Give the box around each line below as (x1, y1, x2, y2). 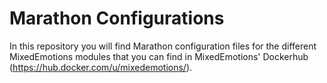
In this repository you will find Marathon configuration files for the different (9, 40, 317, 52)
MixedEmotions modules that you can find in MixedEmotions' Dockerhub (9, 50, 309, 62)
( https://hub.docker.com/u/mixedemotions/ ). (9, 61, 193, 73)
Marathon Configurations (9, 7, 225, 30)
